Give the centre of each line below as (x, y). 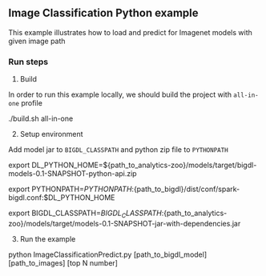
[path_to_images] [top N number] (63, 262)
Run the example (48, 238)
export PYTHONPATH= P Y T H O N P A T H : (71, 189)
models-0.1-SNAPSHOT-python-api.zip (73, 174)
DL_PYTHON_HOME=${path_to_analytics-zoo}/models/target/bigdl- (144, 165)
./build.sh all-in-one (41, 118)
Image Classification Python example (103, 13)
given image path (37, 41)
